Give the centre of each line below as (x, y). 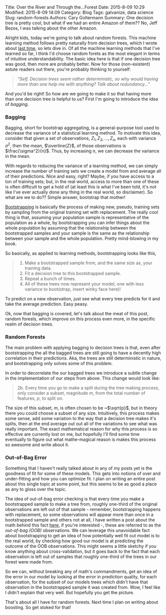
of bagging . (17, 104)
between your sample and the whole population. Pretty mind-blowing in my (82, 238)
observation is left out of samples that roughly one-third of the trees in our (81, 557)
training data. (38, 268)
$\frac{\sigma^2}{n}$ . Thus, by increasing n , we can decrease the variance (82, 151)
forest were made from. (29, 562)
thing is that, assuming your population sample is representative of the (77, 217)
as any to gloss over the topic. (36, 489)
